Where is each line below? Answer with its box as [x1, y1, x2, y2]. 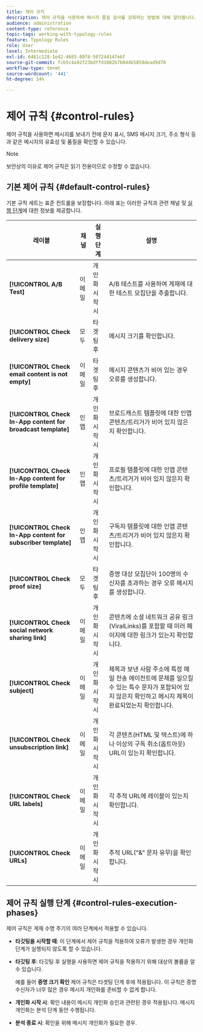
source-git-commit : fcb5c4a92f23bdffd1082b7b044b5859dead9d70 [6, 59, 166, 65]
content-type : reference [6, 25, 69, 32]
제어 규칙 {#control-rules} [6, 109, 135, 123]
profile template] [9, 482, 59, 490]
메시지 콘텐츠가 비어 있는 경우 [108, 366, 188, 374]
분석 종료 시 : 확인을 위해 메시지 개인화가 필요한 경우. [14, 1019, 137, 1026]
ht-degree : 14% [6, 76, 45, 82]
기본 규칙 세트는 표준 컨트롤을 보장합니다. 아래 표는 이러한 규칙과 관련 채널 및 [6, 199, 187, 206]
